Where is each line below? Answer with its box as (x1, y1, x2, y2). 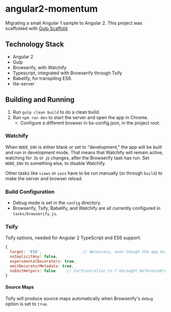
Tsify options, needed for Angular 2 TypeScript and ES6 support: (5, 235, 141, 241)
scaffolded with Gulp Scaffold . (5, 25, 69, 31)
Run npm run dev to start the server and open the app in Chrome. (12, 114, 149, 120)
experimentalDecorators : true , (10, 259, 76, 264)
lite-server (12, 80, 35, 87)
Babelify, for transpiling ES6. (12, 75, 72, 81)
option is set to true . (5, 301, 48, 307)
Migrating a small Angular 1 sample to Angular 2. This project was (5, 20, 142, 26)
